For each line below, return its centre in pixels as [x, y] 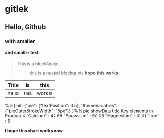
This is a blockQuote [38, 63]
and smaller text [22, 53]
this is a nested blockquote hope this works [74, 73]
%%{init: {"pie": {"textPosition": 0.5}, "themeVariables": [61, 105]
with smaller [20, 41]
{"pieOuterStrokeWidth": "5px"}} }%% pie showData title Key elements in [79, 111]
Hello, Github [26, 27]
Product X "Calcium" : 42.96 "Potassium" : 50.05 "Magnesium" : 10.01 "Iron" [82, 115]
